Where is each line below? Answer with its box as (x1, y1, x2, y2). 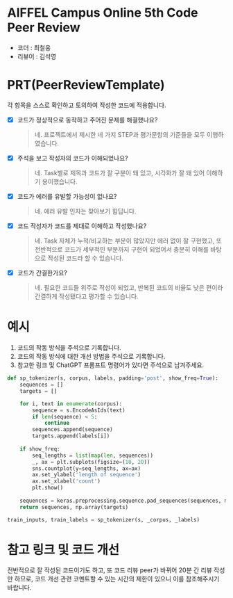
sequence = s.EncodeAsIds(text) (32, 407, 126, 414)
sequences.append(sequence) (32, 426, 113, 433)
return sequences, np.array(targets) (19, 503, 129, 510)
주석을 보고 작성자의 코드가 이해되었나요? (17, 154, 128, 162)
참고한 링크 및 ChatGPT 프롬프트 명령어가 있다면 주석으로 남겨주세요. (17, 361, 205, 369)
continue (44, 419, 70, 427)
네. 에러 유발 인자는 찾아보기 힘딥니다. (34, 207, 137, 216)
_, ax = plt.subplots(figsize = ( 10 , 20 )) (32, 458, 150, 465)
